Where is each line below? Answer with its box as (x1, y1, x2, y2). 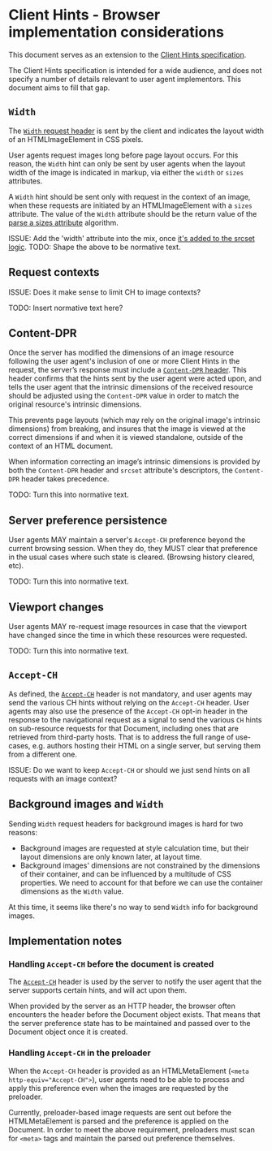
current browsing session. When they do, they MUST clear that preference (8, 544, 258, 554)
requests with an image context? (8, 774, 118, 783)
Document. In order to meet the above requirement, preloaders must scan (8, 1124, 256, 1134)
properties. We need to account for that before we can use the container (19, 877, 264, 887)
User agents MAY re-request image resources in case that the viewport (8, 622, 248, 631)
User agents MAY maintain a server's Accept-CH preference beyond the (8, 535, 246, 545)
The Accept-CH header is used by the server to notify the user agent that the (8, 976, 262, 987)
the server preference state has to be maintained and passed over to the (8, 1019, 251, 1028)
